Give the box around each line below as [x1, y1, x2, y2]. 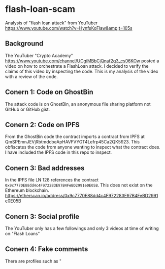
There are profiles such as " [5, 258, 62, 264]
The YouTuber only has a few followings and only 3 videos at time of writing [5, 225, 159, 231]
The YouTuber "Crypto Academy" [5, 52, 73, 58]
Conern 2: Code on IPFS [5, 120, 80, 129]
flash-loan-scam [5, 3, 75, 15]
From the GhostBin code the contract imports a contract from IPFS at [5, 134, 145, 139]
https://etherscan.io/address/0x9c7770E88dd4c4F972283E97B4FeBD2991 [5, 193, 159, 199]
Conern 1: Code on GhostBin [5, 88, 94, 96]
